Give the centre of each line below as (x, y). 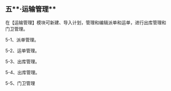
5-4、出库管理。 (22, 72)
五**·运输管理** (31, 9)
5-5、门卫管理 (20, 83)
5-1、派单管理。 (22, 39)
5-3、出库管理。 (22, 61)
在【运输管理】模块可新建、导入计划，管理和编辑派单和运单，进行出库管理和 (86, 22)
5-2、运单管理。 (22, 51)
